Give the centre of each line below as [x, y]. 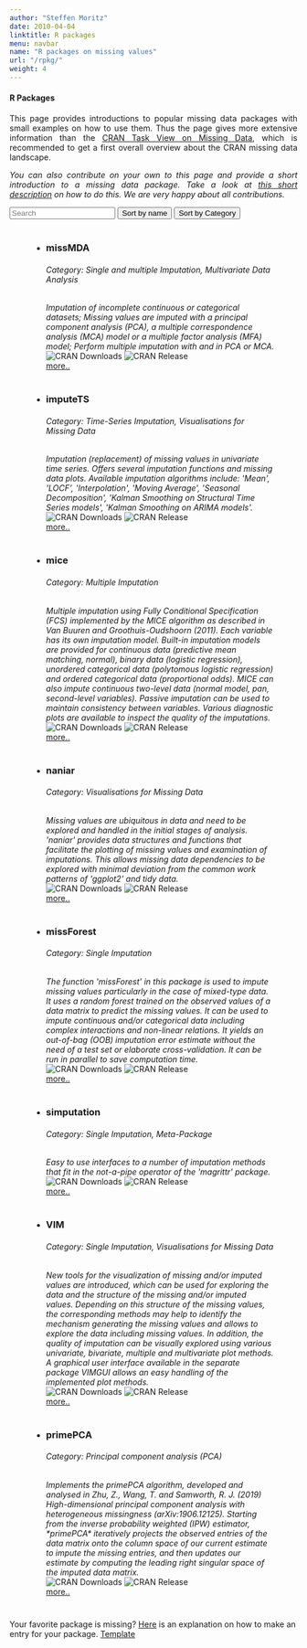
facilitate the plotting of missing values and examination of [156, 849]
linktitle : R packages [53, 35]
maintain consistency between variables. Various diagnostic [159, 707]
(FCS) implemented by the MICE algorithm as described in [155, 620]
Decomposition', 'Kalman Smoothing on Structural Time [150, 498]
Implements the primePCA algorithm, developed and [144, 1484]
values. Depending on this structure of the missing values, [155, 1304]
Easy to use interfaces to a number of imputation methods [156, 1163]
